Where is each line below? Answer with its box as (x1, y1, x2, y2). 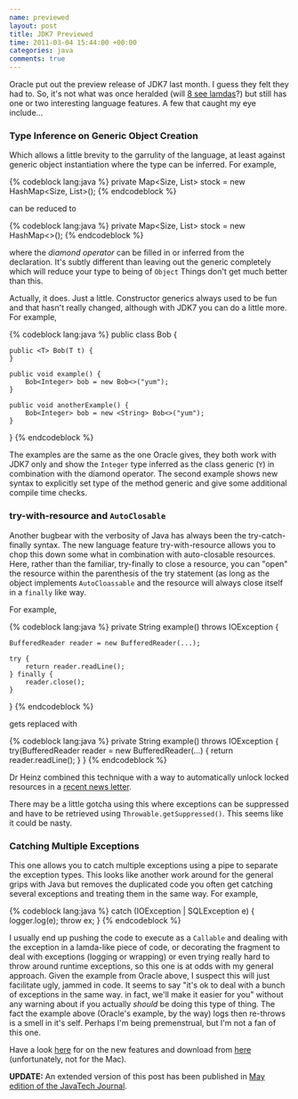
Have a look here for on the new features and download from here (9, 1044, 252, 1054)
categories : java (9, 46, 74, 55)
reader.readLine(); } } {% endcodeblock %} (9, 754, 167, 765)
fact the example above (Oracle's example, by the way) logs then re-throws (9, 1008, 286, 1019)
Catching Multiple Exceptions (9, 840, 140, 852)
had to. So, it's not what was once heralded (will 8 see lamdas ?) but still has (9, 88, 287, 99)
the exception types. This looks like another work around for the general (9, 869, 274, 880)
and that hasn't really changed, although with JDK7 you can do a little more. (9, 302, 287, 313)
